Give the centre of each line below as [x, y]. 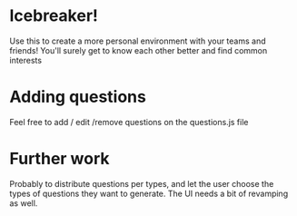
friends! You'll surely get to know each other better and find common [139, 50]
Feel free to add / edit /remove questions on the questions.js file [129, 122]
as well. [24, 203]
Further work [60, 159]
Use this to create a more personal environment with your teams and [138, 41]
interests [26, 60]
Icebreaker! [54, 16]
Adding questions [78, 97]
